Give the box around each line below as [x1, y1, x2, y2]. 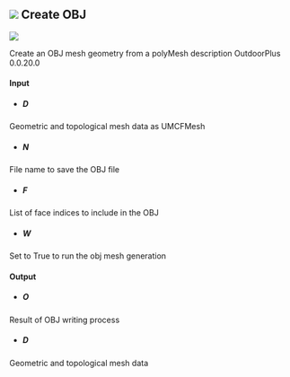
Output [9, 271, 37, 282]
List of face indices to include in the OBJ [9, 207, 159, 218]
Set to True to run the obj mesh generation [9, 250, 167, 261]
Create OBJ [21, 7, 87, 22]
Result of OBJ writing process [9, 314, 120, 325]
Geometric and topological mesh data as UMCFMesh [9, 121, 206, 132]
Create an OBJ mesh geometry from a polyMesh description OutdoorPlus [9, 48, 281, 58]
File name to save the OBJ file [9, 164, 120, 175]
